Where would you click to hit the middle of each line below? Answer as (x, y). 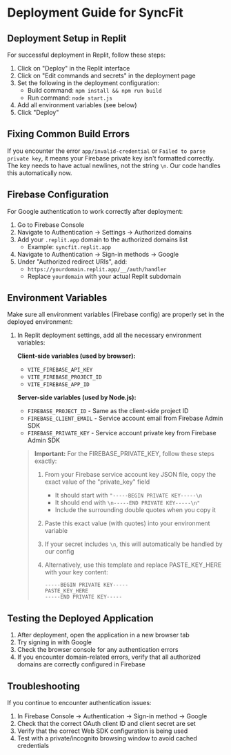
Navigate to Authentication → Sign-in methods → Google (98, 254)
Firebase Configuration (58, 195)
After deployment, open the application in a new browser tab (103, 635)
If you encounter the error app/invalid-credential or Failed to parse (106, 151)
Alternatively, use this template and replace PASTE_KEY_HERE (133, 565)
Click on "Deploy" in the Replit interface (73, 68)
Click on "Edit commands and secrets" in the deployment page (106, 75)
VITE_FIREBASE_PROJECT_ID (64, 377)
